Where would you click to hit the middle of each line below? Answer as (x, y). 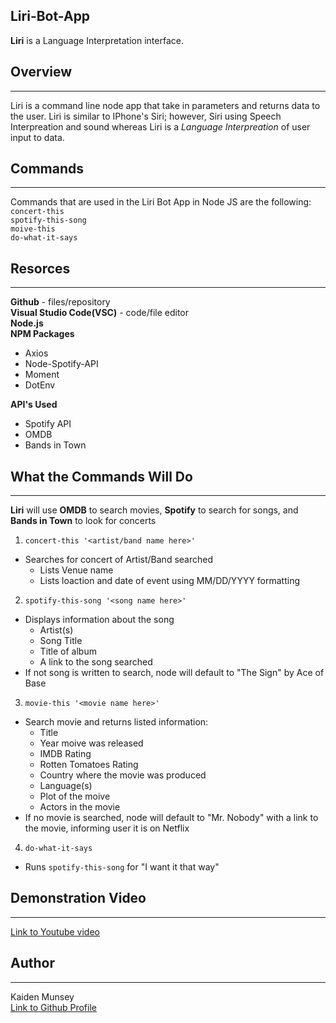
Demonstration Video (78, 898)
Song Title (61, 641)
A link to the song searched (96, 662)
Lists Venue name (76, 570)
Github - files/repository (60, 302)
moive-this (33, 229)
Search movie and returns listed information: (116, 722)
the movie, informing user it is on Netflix (107, 828)
